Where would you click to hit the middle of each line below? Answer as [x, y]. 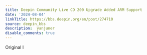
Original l [15, 47]
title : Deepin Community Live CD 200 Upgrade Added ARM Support [74, 10]
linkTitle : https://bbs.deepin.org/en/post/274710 [59, 19]
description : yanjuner [30, 28]
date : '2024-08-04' [26, 14]
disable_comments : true [30, 33]
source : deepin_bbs [26, 24]
